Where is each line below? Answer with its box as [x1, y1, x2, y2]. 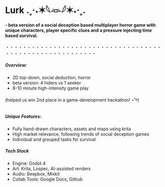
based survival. [5, 32, 38, 38]
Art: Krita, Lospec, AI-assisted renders [12, 166, 91, 172]
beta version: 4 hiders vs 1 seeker [12, 80, 81, 86]
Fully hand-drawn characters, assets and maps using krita [12, 126, 131, 132]
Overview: [5, 62, 27, 68]
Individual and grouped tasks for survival [12, 136, 96, 143]
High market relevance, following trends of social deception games [12, 131, 150, 137]
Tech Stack [5, 148, 29, 154]
